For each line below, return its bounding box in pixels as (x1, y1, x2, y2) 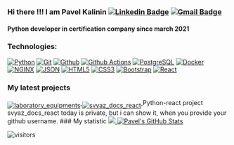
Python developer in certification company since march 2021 (7, 25, 190, 33)
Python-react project (143, 99, 204, 107)
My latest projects (7, 83, 71, 92)
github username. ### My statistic (7, 116, 107, 125)
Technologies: (7, 42, 58, 52)
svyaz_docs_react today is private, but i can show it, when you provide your (7, 109, 227, 117)
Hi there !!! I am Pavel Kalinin (7, 7, 107, 17)
